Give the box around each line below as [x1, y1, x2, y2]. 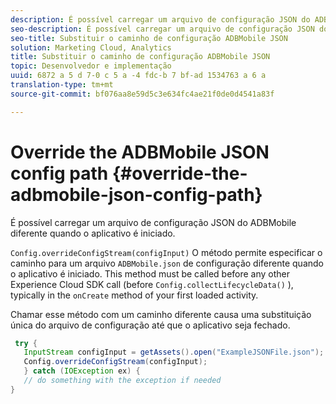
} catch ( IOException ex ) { [23, 366, 141, 376]
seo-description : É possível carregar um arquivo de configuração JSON [10, 24, 315, 34]
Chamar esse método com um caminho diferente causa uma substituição [10, 308, 312, 320]
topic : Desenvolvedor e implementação [10, 61, 172, 71]
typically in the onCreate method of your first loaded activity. [10, 289, 259, 301]
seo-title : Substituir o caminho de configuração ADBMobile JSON [10, 33, 288, 43]
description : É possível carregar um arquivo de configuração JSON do [10, 14, 311, 25]
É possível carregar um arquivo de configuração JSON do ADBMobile [10, 216, 297, 228]
